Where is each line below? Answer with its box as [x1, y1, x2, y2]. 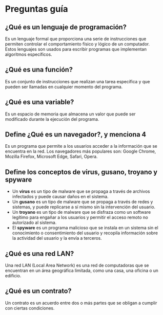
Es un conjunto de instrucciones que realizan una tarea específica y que [5, 78, 150, 84]
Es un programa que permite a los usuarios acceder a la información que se [5, 143, 158, 149]
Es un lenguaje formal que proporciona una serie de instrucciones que [5, 36, 146, 42]
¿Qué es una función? [5, 66, 73, 74]
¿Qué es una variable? [5, 98, 74, 106]
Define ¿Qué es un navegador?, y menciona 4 [5, 131, 146, 139]
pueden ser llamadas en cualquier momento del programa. [5, 84, 123, 90]
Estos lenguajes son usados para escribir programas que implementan [5, 46, 147, 52]
